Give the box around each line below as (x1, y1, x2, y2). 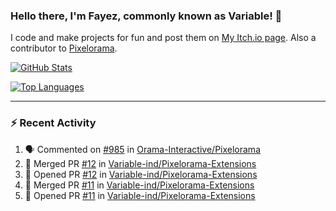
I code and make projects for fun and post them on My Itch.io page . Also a (10, 32, 317, 44)
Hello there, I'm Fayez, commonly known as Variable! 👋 (10, 9, 283, 23)
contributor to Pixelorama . (10, 42, 118, 54)
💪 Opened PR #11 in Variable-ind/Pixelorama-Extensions (24, 189, 256, 201)
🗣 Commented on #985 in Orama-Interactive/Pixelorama (24, 143, 261, 155)
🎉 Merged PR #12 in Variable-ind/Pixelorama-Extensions (24, 157, 257, 169)
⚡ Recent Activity (10, 116, 97, 130)
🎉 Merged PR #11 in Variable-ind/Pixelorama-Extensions (24, 179, 255, 191)
